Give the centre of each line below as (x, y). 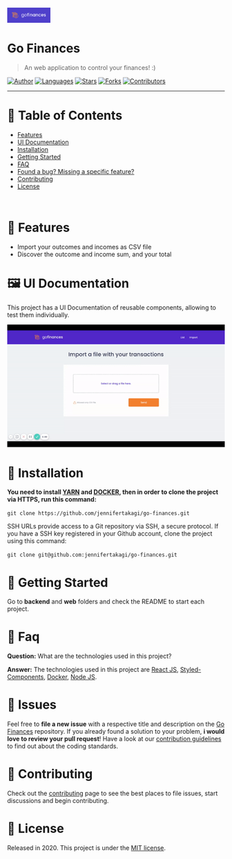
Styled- (191, 670)
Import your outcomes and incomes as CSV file (84, 247)
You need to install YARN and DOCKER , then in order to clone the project (113, 492)
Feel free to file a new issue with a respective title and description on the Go (116, 724)
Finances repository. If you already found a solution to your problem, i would (116, 732)
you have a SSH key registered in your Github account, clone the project (110, 533)
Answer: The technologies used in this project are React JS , (93, 670)
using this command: (37, 541)
